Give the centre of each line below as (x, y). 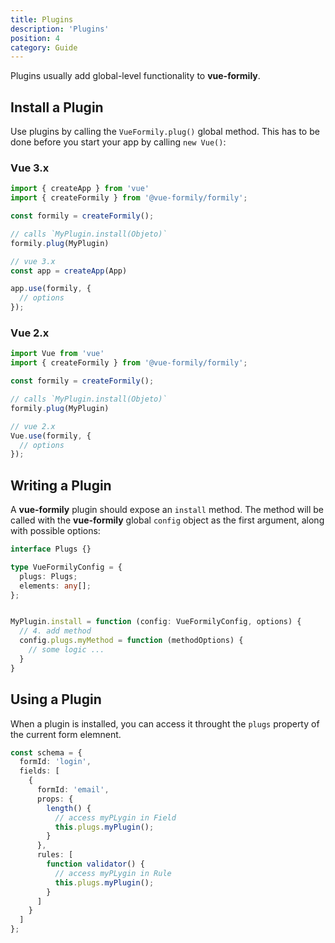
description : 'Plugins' (60, 29)
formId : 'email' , (73, 790)
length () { (69, 808)
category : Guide (44, 47)
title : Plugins (42, 19)
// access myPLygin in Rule (113, 873)
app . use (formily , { (51, 289)
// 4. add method (55, 631)
